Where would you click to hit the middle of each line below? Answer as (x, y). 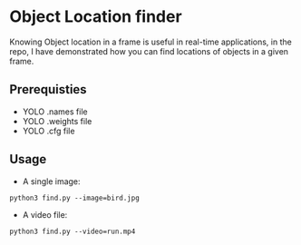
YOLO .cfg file (49, 131)
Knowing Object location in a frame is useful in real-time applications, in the (150, 42)
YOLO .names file (55, 112)
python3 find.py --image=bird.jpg (75, 198)
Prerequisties (49, 89)
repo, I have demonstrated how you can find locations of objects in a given (149, 51)
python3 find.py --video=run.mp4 (73, 231)
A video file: (45, 214)
